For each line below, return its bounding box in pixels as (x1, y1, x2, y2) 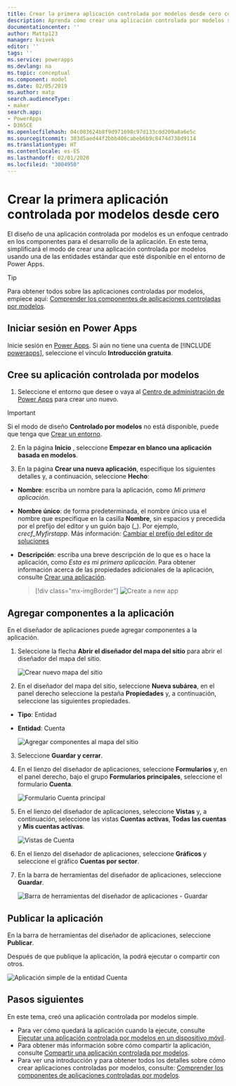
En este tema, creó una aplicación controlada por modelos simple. (7, 1012, 199, 1020)
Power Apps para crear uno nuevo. (17, 395, 119, 404)
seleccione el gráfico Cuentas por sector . (17, 857, 139, 865)
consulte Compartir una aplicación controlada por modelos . (17, 1048, 190, 1057)
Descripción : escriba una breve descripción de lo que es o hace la (17, 550, 211, 559)
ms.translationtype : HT (7, 142, 77, 149)
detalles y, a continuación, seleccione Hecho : (17, 472, 150, 481)
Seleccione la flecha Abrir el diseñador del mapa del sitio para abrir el (17, 647, 223, 655)
